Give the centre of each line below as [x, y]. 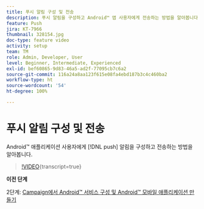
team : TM [17, 52]
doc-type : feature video [38, 40]
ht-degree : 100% [27, 91]
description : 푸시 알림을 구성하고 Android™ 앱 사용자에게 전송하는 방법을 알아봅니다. [104, 18]
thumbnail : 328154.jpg [35, 35]
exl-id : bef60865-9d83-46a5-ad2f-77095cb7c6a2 [66, 69]
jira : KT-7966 [24, 29]
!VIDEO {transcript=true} [51, 166]
